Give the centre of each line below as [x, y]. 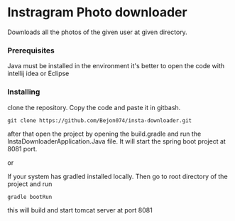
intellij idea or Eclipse [38, 74]
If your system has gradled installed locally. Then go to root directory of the [118, 176]
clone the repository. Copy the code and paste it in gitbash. [94, 107]
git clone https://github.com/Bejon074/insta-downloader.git [100, 120]
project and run [30, 184]
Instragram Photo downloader [97, 12]
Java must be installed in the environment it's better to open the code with [116, 66]
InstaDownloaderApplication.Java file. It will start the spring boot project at [116, 141]
